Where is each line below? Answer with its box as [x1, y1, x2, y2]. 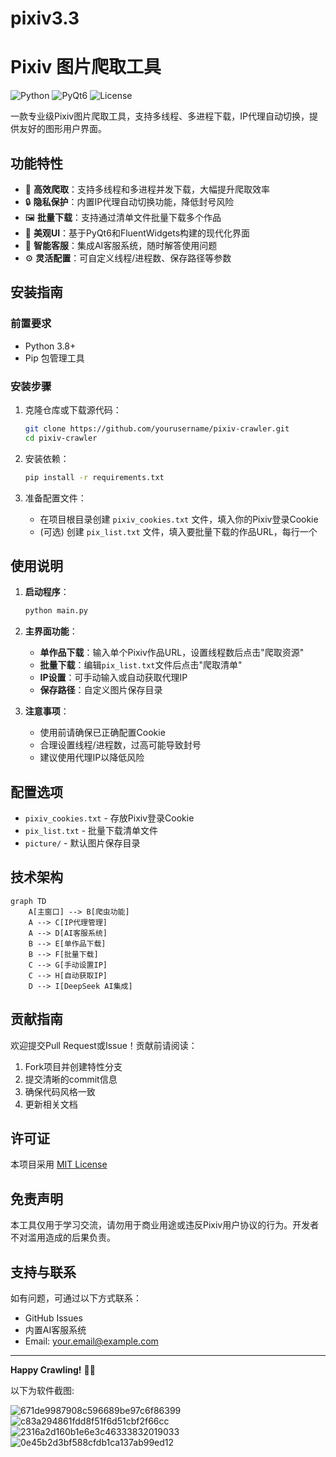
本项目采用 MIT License [10, 1158, 108, 1171]
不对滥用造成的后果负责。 [10, 1232, 116, 1244]
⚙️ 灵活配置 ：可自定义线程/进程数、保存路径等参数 [24, 252, 232, 264]
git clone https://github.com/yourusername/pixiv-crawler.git [24, 423, 290, 434]
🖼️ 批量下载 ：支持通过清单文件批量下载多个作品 [24, 211, 222, 223]
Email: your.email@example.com [24, 1335, 159, 1347]
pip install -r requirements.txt [24, 472, 165, 482]
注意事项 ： [24, 705, 70, 717]
